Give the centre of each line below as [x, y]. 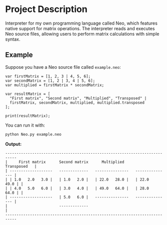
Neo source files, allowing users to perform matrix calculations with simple [82, 34]
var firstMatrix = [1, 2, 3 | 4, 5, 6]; [48, 76]
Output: [13, 144]
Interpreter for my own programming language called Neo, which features [81, 23]
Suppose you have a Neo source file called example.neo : [63, 67]
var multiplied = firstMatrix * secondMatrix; [55, 85]
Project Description [46, 9]
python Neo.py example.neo [33, 134]
